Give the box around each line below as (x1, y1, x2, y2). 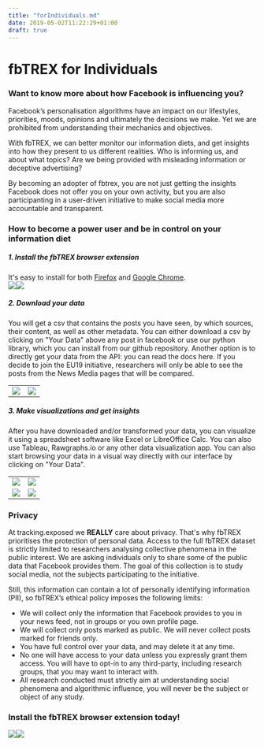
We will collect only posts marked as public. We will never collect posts (19, 625, 251, 634)
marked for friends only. (19, 633, 99, 643)
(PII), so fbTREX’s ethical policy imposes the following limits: (8, 592, 203, 603)
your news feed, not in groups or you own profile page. (19, 616, 199, 626)
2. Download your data (8, 299, 85, 308)
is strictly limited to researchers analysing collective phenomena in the (8, 544, 237, 554)
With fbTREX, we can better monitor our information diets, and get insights (8, 138, 250, 147)
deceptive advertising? (8, 163, 83, 173)
